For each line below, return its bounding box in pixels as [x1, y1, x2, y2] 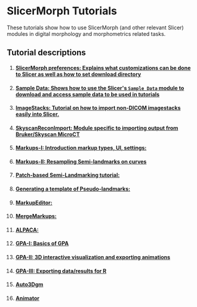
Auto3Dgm [15, 281, 44, 288]
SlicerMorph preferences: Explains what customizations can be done [15, 64, 191, 71]
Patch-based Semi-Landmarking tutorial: [15, 171, 120, 179]
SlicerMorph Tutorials [7, 4, 117, 18]
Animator [15, 294, 39, 302]
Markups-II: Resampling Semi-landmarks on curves [15, 158, 147, 165]
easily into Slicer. [15, 110, 59, 118]
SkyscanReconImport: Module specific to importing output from [15, 124, 178, 131]
